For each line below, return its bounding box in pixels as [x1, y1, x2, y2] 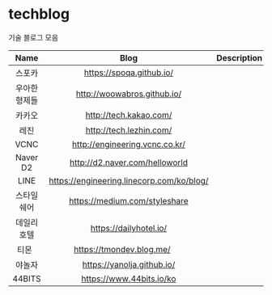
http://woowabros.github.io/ [75, 88, 182, 99]
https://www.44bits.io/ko [81, 272, 176, 284]
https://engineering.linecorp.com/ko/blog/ [49, 175, 209, 186]
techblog [8, 5, 70, 23]
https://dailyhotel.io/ [90, 222, 168, 234]
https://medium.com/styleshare [68, 195, 189, 206]
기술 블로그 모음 [8, 32, 59, 42]
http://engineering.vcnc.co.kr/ [71, 138, 186, 150]
